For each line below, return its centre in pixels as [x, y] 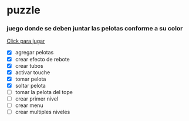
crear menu [29, 105]
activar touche [33, 72]
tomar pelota [31, 79]
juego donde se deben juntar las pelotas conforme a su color [95, 29]
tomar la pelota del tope [44, 92]
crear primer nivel [36, 98]
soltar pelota [30, 85]
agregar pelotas [34, 53]
